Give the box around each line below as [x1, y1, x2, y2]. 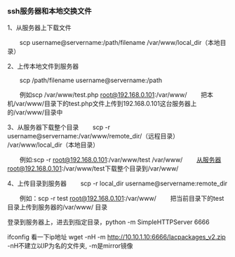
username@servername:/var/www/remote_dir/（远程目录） [7, 132, 179, 140]
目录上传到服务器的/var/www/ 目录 [7, 203, 107, 211]
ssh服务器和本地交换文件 [7, 6, 93, 15]
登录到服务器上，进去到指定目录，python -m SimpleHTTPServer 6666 [7, 218, 210, 226]
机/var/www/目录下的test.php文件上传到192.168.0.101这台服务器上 [7, 100, 197, 108]
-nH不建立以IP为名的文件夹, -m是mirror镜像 [7, 242, 133, 250]
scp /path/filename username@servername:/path [20, 76, 163, 85]
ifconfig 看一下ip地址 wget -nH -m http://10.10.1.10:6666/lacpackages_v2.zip [7, 233, 226, 242]
